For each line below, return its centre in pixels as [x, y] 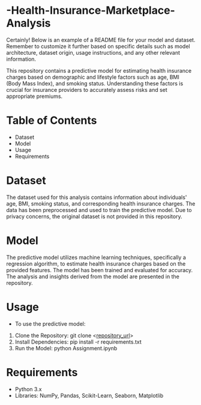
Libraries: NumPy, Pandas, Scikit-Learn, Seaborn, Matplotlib [89, 395]
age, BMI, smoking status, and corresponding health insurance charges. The [101, 203]
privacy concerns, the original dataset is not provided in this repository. [94, 216]
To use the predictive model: [50, 324]
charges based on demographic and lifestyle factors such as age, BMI [93, 77]
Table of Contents [52, 120]
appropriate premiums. [34, 96]
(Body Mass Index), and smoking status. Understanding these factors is [95, 83]
